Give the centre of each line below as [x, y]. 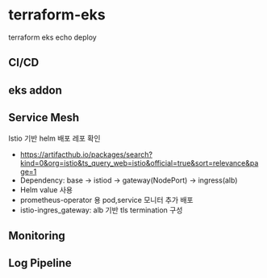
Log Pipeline [40, 263]
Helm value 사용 [46, 190]
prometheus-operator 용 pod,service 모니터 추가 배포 [106, 200]
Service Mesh [44, 118]
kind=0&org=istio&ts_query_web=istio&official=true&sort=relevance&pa [139, 162]
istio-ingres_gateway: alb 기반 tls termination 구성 [101, 210]
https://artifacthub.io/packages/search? [86, 154]
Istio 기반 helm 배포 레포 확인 [54, 138]
